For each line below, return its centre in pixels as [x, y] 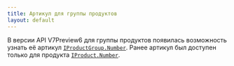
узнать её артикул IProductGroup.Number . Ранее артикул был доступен [112, 47]
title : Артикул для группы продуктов [62, 14]
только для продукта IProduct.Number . [64, 55]
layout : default [31, 20]
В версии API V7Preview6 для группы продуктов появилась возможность [117, 40]
